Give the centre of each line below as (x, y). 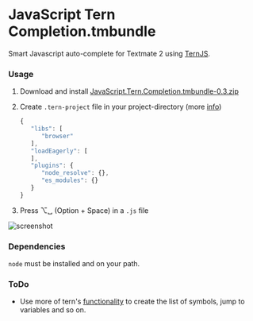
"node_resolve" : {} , (75, 173)
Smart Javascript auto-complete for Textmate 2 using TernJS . (109, 53)
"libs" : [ (47, 129)
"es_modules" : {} (70, 180)
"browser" (57, 136)
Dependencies (37, 246)
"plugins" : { (52, 166)
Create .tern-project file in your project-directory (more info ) (121, 107)
